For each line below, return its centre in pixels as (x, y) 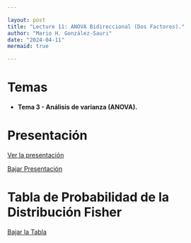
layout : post (27, 20)
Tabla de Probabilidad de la (88, 197)
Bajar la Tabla (27, 232)
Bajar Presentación (35, 169)
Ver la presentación (36, 155)
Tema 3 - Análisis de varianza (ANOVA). (77, 107)
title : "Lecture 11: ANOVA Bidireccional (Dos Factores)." (96, 26)
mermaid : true (28, 47)
